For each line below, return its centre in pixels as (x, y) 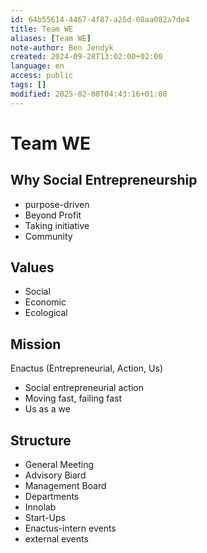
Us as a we (47, 409)
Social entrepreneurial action (84, 388)
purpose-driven (57, 204)
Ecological (46, 313)
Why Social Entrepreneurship (104, 180)
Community (48, 236)
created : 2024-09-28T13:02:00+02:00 (86, 57)
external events (56, 539)
